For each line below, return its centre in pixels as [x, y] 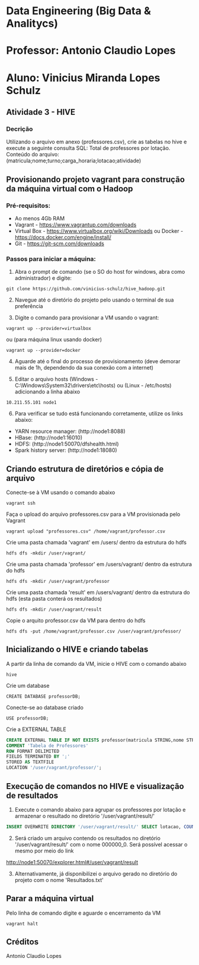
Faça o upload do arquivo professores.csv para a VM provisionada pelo [93, 514]
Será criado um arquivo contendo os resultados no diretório [88, 838]
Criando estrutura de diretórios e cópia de [85, 469]
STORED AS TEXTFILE [30, 762]
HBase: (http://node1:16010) [49, 438]
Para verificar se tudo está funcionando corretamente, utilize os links [99, 413]
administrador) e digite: [43, 278]
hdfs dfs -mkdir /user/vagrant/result [54, 610]
